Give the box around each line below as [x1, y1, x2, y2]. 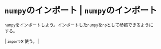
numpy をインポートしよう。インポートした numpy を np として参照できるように [4, 22, 154, 28]
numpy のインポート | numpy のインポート [4, 5, 157, 16]
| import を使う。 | [4, 38, 40, 44]
